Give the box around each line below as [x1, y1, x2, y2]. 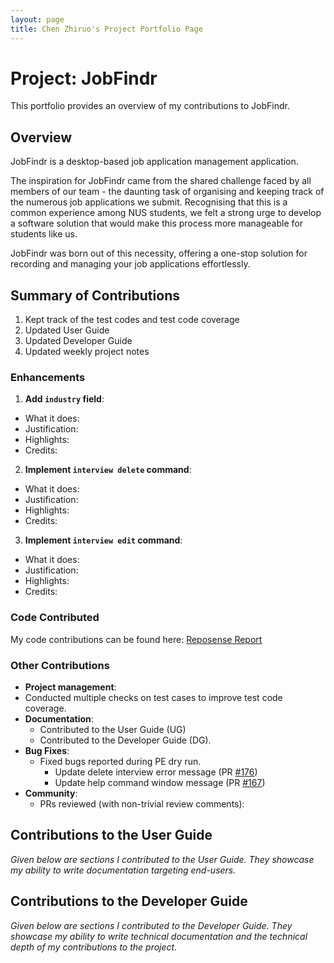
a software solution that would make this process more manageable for [10, 217, 303, 230]
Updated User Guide [24, 324, 110, 336]
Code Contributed [10, 611, 100, 625]
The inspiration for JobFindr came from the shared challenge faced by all [10, 175, 312, 187]
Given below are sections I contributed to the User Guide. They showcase [10, 853, 315, 865]
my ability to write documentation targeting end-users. [10, 864, 237, 876]
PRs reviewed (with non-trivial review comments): [39, 797, 245, 810]
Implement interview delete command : [24, 464, 192, 476]
